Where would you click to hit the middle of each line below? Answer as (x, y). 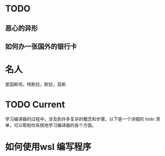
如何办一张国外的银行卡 (41, 46)
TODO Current (35, 105)
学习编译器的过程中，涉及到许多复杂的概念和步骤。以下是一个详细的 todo (80, 119)
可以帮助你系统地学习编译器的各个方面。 (55, 125)
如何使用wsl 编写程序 (48, 147)
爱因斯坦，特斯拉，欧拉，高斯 (35, 84)
